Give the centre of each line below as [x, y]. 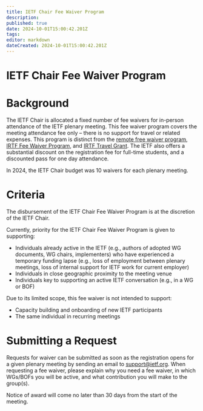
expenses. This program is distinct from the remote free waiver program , [97, 139]
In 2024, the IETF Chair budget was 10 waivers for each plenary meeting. [98, 170]
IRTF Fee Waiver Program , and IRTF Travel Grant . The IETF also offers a [96, 146]
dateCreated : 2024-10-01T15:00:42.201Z [57, 46]
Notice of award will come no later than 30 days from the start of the [92, 395]
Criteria [26, 195]
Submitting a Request [62, 341]
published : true [27, 23]
